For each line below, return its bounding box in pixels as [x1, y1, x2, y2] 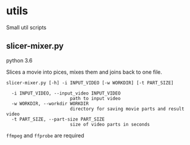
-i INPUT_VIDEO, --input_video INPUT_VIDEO [11, 90, 121, 96]
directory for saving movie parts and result [69, 106, 185, 112]
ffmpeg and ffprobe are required [6, 132, 84, 139]
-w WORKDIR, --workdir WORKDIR [11, 100, 89, 106]
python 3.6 [6, 56, 33, 64]
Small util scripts [6, 24, 46, 31]
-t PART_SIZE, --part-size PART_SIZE [11, 116, 105, 122]
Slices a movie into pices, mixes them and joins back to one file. [6, 68, 162, 75]
